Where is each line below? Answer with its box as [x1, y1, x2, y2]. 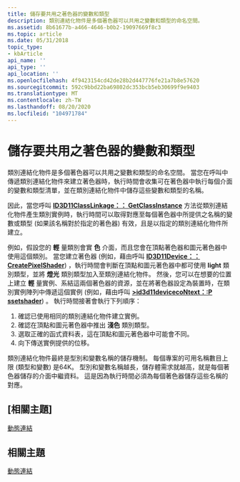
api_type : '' [7, 64, 46, 71]
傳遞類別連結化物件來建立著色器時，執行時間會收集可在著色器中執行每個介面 [7, 176, 233, 186]
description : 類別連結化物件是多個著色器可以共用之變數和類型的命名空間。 [7, 17, 204, 24]
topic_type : [7, 44, 43, 51]
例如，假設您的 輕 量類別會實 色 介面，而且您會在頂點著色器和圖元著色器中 [7, 243, 227, 251]
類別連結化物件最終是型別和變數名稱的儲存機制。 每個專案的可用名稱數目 [7, 353, 222, 362]
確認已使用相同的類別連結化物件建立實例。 [17, 311, 144, 320]
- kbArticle [7, 51, 43, 58]
